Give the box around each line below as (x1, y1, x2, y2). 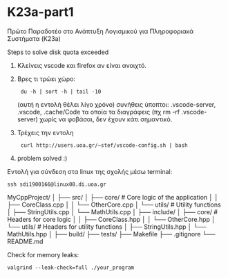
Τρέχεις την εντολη (17, 128, 74, 137)
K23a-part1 (7, 4, 74, 20)
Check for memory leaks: (7, 250, 79, 259)
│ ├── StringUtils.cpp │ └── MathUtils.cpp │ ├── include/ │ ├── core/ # (7, 207, 218, 216)
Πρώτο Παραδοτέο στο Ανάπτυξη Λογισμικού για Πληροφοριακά (7, 27, 194, 35)
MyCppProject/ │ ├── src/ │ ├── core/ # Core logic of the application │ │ (7, 193, 219, 201)
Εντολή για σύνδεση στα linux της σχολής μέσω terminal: (7, 167, 173, 175)
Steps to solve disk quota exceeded (7, 48, 109, 56)
